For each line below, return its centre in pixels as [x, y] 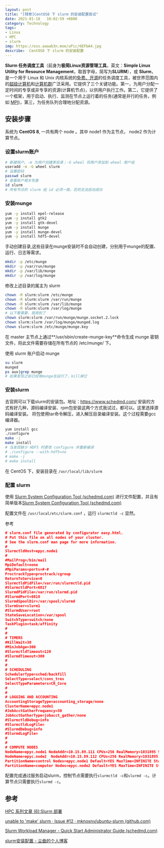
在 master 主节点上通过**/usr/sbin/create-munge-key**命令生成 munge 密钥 [82, 337]
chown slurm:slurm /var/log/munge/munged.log [52, 322]
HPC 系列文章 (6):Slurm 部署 [34, 811]
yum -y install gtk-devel [31, 223]
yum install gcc [21, 429]
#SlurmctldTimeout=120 [28, 651]
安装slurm [17, 390]
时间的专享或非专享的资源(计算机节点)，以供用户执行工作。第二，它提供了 [83, 90]
